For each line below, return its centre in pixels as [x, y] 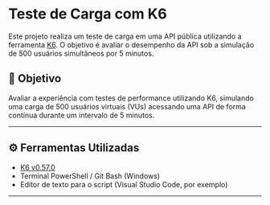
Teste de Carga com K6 [88, 14]
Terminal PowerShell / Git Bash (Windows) [90, 176]
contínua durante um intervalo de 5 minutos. [82, 115]
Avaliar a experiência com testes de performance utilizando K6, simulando [131, 98]
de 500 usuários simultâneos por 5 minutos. [81, 53]
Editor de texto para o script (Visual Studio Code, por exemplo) [124, 184]
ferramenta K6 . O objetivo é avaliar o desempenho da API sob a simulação [131, 44]
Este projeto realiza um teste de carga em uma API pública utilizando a [125, 36]
